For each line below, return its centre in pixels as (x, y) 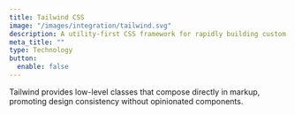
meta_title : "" (37, 42)
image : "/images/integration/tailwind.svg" (91, 26)
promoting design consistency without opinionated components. (126, 101)
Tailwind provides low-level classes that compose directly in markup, (135, 92)
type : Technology (41, 50)
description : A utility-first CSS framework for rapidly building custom (148, 34)
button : (23, 58)
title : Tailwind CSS (47, 17)
